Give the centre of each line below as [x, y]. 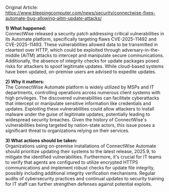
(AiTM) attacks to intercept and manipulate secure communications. [92, 55]
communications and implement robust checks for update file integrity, [80, 168]
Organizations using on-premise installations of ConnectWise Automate [81, 146]
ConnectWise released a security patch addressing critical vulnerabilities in [85, 34]
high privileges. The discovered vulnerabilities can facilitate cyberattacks [82, 98]
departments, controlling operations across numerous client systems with [83, 92]
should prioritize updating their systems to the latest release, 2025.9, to [81, 151]
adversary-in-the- [141, 50]
